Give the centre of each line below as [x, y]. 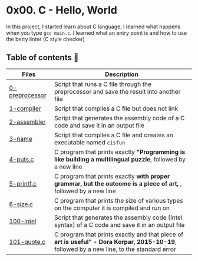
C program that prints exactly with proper [112, 176]
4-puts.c [22, 159]
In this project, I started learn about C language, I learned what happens [93, 27]
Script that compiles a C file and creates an [114, 135]
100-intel [23, 221]
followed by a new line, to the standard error [115, 249]
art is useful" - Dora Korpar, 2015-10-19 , [115, 242]
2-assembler [27, 121]
